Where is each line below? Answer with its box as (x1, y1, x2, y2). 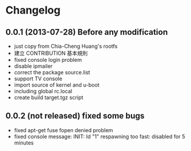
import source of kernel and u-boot (14, 81, 100, 88)
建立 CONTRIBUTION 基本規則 (14, 50, 88, 57)
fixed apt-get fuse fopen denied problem (14, 126, 113, 133)
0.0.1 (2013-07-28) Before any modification (5, 27, 169, 37)
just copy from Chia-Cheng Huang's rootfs (14, 42, 118, 50)
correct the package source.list (14, 69, 91, 75)
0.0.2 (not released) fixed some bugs (5, 111, 145, 121)
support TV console (14, 75, 62, 82)
